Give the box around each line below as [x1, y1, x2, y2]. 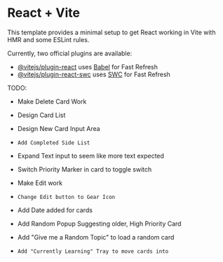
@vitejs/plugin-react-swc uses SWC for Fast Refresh [17, 70, 170, 78]
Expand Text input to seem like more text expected [17, 151, 165, 160]
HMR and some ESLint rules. [7, 35, 90, 43]
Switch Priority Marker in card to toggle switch [17, 165, 152, 173]
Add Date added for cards [17, 205, 93, 214]
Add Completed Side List [17, 139, 90, 146]
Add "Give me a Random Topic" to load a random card [17, 233, 175, 241]
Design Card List [17, 111, 66, 119]
